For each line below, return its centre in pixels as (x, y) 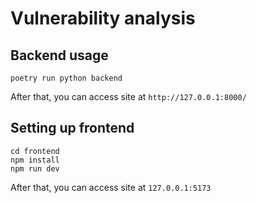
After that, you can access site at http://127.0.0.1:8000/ (128, 96)
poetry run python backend (66, 78)
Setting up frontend (72, 128)
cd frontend (35, 151)
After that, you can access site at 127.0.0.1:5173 (111, 187)
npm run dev (35, 168)
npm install (35, 160)
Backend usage (59, 55)
